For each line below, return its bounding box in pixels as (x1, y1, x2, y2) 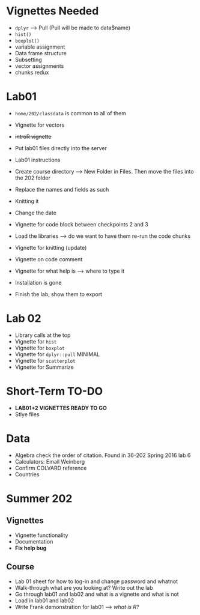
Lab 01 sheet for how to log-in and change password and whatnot (14, 578, 178, 585)
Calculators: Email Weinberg (14, 458, 85, 465)
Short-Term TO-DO (6, 384, 103, 398)
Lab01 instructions (14, 156, 61, 163)
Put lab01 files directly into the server (14, 144, 107, 151)
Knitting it (14, 197, 39, 205)
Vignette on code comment (14, 255, 83, 262)
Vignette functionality (14, 532, 68, 539)
